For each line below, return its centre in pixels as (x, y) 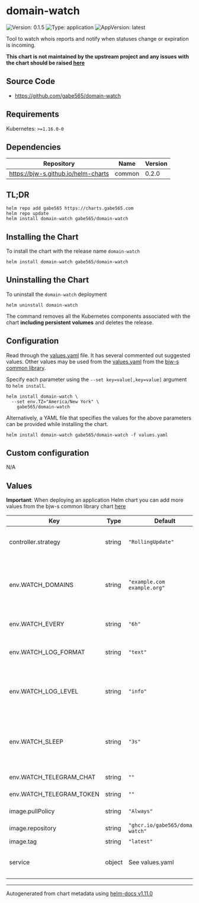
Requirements (33, 115)
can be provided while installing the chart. (57, 424)
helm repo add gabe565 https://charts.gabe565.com (70, 208)
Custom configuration (48, 453)
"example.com (147, 582)
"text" (137, 652)
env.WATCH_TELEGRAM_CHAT (52, 778)
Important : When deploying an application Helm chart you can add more (95, 500)
